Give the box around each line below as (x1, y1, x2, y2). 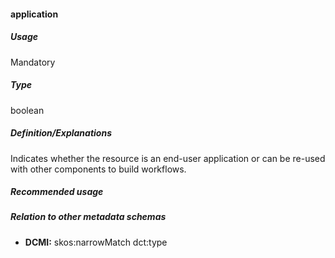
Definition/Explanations (10, 127, 112, 139)
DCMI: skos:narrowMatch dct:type (24, 236, 168, 248)
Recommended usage (10, 186, 104, 198)
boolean (10, 104, 45, 116)
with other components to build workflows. (10, 163, 187, 175)
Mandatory (10, 56, 56, 68)
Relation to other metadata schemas (10, 211, 167, 223)
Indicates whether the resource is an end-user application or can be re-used (10, 152, 326, 164)
